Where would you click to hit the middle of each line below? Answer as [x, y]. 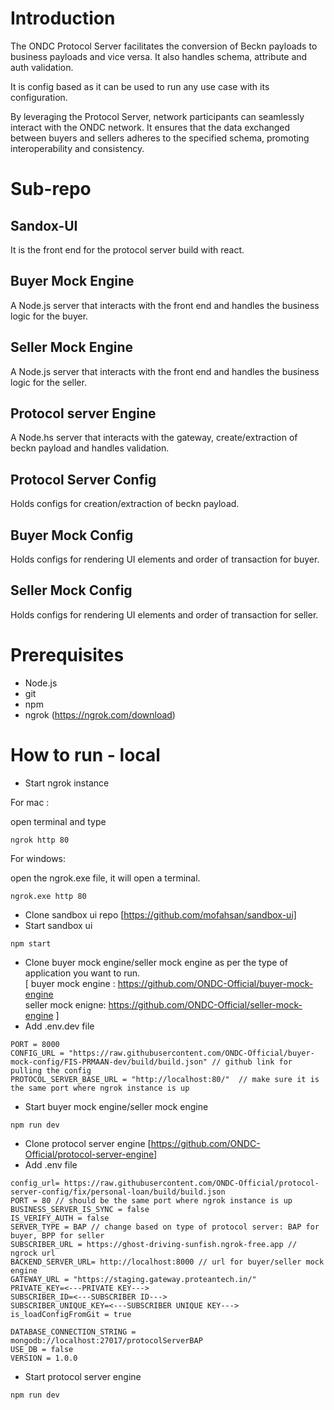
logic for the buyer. [49, 316]
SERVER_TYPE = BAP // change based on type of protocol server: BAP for [165, 1227]
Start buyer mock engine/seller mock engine [116, 1106]
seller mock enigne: [65, 1004]
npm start [31, 943]
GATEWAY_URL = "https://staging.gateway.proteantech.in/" [133, 1279]
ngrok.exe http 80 [48, 896]
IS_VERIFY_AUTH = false [60, 1218]
